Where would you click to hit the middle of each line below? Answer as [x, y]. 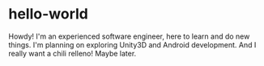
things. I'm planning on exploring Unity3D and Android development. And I [132, 44]
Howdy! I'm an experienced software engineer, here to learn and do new [129, 36]
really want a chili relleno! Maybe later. [72, 53]
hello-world [49, 14]
